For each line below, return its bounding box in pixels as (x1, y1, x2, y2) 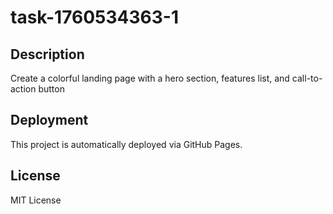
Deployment (10, 112, 89, 129)
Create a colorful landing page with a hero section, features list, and (10, 72, 290, 84)
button (38, 83, 65, 95)
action (10, 83, 37, 95)
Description (10, 46, 85, 63)
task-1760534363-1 (10, 6, 179, 29)
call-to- (291, 72, 323, 84)
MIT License (10, 194, 62, 206)
